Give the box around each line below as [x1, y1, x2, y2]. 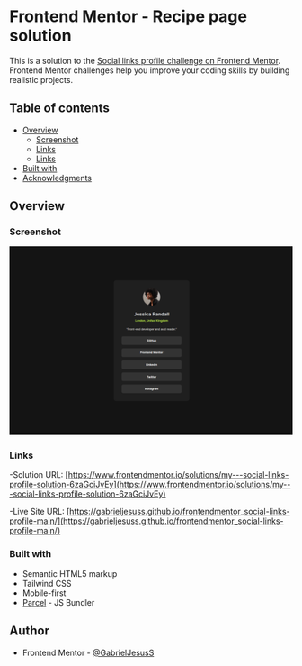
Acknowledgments [22, 172, 93, 183]
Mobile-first [22, 588, 67, 598]
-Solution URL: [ [9, 470, 69, 480]
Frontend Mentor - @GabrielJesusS [22, 647, 155, 658]
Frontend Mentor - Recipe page [9, 6, 247, 27]
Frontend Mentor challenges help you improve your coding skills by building [9, 65, 290, 76]
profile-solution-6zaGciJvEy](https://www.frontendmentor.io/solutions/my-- [9, 479, 291, 490]
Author [9, 624, 49, 639]
